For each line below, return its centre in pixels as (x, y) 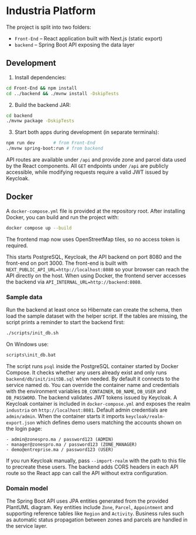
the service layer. (27, 526)
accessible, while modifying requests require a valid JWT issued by (87, 172)
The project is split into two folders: (49, 27)
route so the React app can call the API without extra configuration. (87, 473)
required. (17, 245)
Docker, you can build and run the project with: (63, 217)
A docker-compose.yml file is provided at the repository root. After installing (96, 211)
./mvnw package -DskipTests (40, 121)
